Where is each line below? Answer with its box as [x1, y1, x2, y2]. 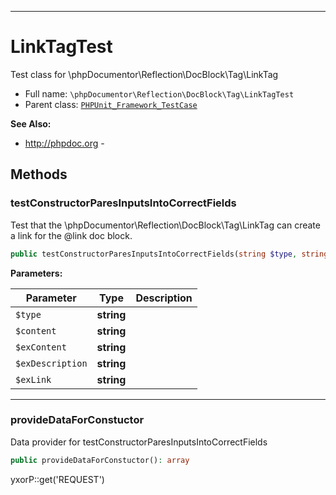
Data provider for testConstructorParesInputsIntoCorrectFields [10, 436, 268, 448]
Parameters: [10, 267, 63, 279]
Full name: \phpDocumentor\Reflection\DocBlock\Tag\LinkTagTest [24, 87, 295, 100]
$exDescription [15, 357, 88, 369]
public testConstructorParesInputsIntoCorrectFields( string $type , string [10, 249, 329, 259]
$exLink [15, 374, 52, 385]
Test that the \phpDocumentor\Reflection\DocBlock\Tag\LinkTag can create [10, 219, 321, 231]
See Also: [10, 117, 52, 130]
